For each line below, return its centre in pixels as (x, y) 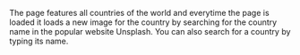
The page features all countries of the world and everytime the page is (140, 13)
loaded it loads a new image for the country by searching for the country (143, 22)
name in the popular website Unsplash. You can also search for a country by (150, 31)
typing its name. (39, 41)
